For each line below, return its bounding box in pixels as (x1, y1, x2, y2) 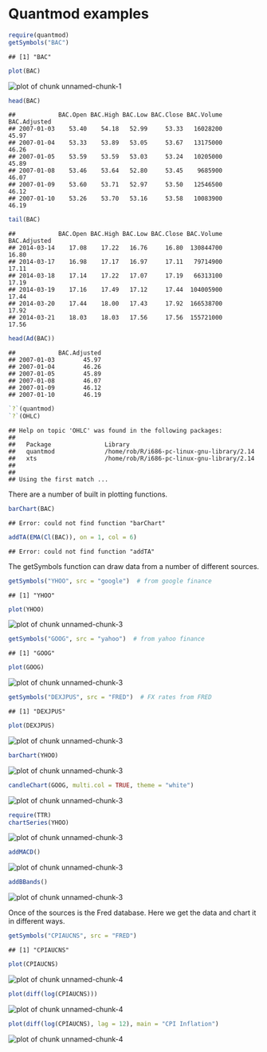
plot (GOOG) (8, 663, 45, 672)
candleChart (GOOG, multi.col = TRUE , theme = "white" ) (8, 781, 194, 789)
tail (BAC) (8, 216, 41, 224)
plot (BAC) (8, 67, 41, 75)
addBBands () (8, 878, 48, 886)
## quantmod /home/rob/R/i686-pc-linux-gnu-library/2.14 (8, 447, 255, 455)
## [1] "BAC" (8, 53, 52, 61)
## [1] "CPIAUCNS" (8, 946, 69, 955)
